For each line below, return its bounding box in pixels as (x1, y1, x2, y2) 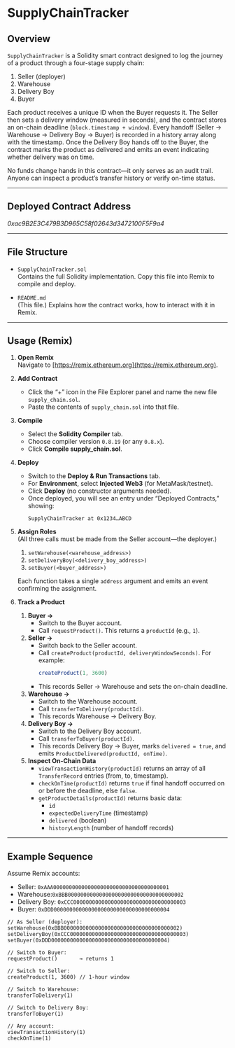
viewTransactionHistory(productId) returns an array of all (38, 764, 206, 773)
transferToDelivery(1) (7, 992, 73, 999)
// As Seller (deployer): (7, 918, 83, 925)
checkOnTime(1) (7, 1035, 52, 1042)
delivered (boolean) (48, 816, 107, 825)
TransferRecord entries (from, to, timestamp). (38, 771, 169, 780)
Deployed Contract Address (7, 201, 131, 213)
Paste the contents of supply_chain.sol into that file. (27, 403, 180, 411)
